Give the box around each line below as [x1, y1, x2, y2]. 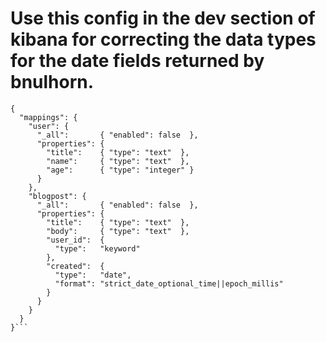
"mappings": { [19, 112, 78, 122]
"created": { [46, 261, 105, 271]
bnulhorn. [10, 71, 95, 94]
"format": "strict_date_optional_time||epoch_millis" [54, 278, 284, 289]
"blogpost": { [28, 191, 87, 201]
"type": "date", [54, 270, 132, 280]
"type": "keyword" [54, 243, 141, 254]
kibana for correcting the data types [10, 28, 317, 51]
